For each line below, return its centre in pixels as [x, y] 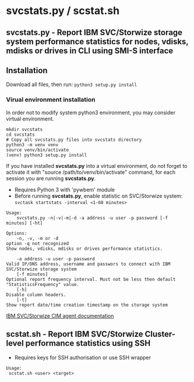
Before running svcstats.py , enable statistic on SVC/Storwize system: [98, 196]
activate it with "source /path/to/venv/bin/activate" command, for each [91, 172]
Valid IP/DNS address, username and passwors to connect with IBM [88, 264]
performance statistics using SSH [88, 343]
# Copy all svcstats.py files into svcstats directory [74, 140]
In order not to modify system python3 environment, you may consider [91, 112]
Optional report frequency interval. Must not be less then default [91, 279]
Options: [17, 233]
